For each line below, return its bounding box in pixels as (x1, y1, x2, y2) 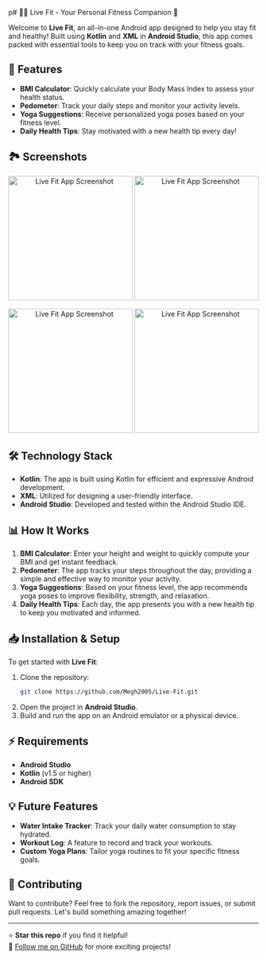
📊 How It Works (8, 523, 90, 537)
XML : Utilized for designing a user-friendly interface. (19, 491, 193, 501)
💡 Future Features (8, 800, 99, 813)
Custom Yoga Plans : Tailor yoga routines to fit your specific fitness (19, 846, 240, 856)
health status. (19, 92, 65, 102)
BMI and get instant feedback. (19, 557, 119, 567)
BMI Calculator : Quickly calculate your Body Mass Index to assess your (19, 83, 255, 93)
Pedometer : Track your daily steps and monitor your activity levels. (19, 100, 241, 111)
